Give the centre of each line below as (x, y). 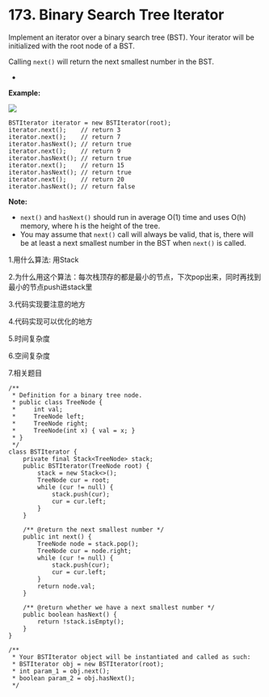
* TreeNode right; (50, 423)
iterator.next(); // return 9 (65, 151)
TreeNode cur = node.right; (84, 551)
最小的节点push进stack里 (50, 287)
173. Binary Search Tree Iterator (116, 15)
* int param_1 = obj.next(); (61, 671)
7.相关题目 (25, 373)
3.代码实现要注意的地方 (47, 304)
